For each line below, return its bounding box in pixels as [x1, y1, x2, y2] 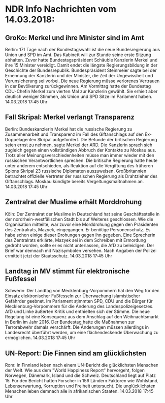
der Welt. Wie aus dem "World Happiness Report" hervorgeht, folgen [5, 368, 145, 373]
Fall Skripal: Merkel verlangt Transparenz [5, 113, 134, 122]
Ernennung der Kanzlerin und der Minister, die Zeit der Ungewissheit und [5, 73, 153, 78]
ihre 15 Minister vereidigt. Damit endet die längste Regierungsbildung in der [5, 62, 158, 68]
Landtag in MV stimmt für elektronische [5, 267, 130, 276]
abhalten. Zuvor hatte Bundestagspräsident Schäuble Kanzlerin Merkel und [5, 57, 158, 62]
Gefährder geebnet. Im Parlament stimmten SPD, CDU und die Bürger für [5, 298, 153, 304]
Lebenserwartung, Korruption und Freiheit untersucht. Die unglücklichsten [5, 383, 156, 389]
